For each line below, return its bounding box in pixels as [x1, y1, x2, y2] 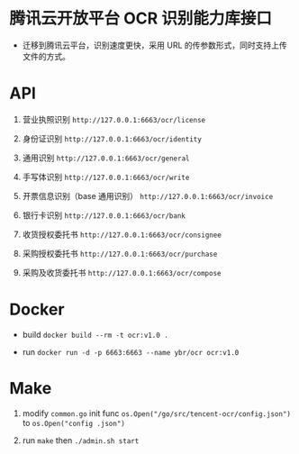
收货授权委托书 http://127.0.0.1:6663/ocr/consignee [22, 229, 222, 240]
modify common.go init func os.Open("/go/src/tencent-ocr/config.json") [22, 407, 291, 419]
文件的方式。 [22, 50, 70, 61]
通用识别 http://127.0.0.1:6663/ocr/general [22, 152, 190, 163]
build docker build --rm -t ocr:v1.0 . [22, 329, 168, 340]
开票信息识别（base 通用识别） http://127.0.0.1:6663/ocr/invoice [22, 190, 274, 201]
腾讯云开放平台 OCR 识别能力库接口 [9, 8, 272, 29]
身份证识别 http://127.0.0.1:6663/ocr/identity [22, 132, 203, 144]
